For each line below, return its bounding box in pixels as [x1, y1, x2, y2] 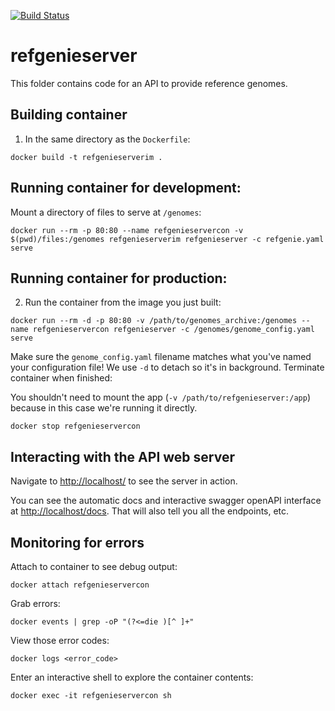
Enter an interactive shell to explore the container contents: [10, 671, 254, 683]
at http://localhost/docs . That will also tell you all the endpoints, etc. [10, 505, 290, 517]
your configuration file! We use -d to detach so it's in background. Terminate [10, 361, 325, 374]
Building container [10, 106, 128, 124]
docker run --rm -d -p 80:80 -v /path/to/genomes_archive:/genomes [10, 316, 298, 326]
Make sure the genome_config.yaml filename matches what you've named [10, 351, 312, 363]
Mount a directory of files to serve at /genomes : [10, 206, 202, 218]
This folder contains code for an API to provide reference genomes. [10, 77, 288, 89]
